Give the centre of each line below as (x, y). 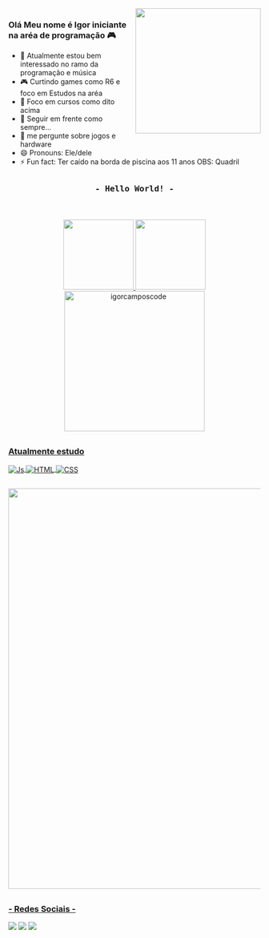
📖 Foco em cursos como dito (67, 102)
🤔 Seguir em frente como (61, 119)
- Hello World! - (134, 189)
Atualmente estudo (46, 451)
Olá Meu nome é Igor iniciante (67, 25)
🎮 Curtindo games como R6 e (70, 82)
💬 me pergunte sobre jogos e (68, 136)
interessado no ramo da (59, 64)
